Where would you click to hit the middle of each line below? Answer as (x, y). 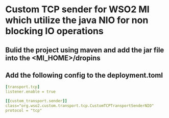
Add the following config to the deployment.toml (84, 75)
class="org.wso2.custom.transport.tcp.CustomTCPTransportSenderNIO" (80, 106)
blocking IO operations (54, 31)
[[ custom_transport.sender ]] (36, 101)
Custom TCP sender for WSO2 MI (77, 9)
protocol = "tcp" (24, 110)
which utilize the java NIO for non (77, 20)
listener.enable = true (31, 92)
